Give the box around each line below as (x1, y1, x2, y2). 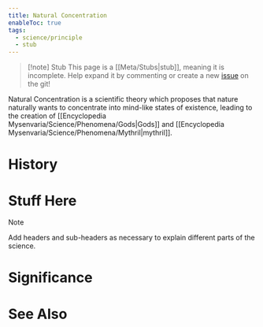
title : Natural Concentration (8, 11, 108, 20)
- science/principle (15, 33, 83, 42)
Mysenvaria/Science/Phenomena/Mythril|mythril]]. (8, 128, 173, 138)
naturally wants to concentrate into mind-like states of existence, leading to (8, 103, 253, 113)
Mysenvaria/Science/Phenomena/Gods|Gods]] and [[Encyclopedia (8, 120, 224, 129)
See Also (8, 305, 68, 323)
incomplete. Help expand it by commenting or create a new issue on (27, 71, 250, 80)
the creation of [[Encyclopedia (8, 111, 106, 121)
